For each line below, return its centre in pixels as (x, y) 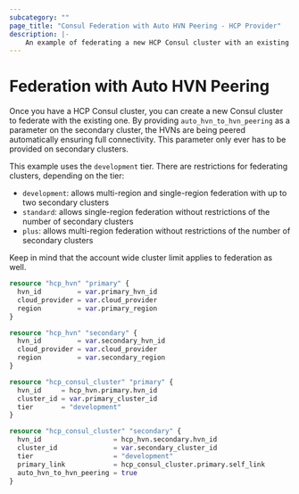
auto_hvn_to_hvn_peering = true (78, 473)
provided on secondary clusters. (69, 149)
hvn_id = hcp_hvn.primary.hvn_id (87, 390)
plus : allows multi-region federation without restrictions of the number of (156, 231)
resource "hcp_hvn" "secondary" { (74, 333)
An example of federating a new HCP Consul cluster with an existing (158, 42)
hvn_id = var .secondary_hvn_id (91, 341)
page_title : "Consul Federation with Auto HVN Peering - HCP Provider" (145, 26)
